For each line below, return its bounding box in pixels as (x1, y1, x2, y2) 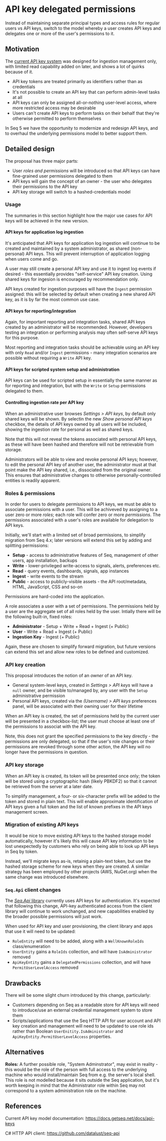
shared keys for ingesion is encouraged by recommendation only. (5, 276, 139, 282)
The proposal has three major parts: (5, 158, 78, 164)
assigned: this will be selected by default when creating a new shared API (5, 291, 156, 297)
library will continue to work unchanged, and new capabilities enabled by (5, 908, 155, 914)
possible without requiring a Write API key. (5, 355, 92, 361)
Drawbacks (5, 979, 41, 987)
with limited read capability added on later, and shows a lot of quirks (5, 63, 145, 69)
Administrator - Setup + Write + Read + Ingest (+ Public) (12, 623, 129, 629)
